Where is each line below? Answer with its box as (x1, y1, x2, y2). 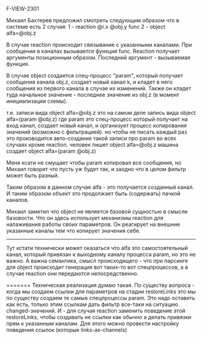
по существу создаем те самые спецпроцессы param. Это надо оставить (6, 295, 195, 301)
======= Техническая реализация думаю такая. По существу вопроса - (6, 282, 195, 289)
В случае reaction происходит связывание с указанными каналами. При (6, 41, 192, 48)
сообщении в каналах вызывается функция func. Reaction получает (6, 47, 180, 55)
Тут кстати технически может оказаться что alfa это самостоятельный (6, 245, 188, 251)
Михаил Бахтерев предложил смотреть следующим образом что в (6, 17, 179, 23)
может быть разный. (6, 172, 59, 179)
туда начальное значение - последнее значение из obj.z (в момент (6, 91, 180, 98)
